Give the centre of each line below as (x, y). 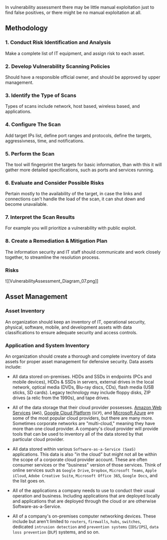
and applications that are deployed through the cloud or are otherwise (84, 501)
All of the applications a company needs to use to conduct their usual (83, 491)
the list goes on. (29, 481)
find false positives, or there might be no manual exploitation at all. (74, 12)
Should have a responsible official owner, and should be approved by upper (83, 77)
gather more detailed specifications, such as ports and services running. (80, 170)
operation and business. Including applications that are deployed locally (86, 496)
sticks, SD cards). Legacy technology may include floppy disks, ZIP (82, 393)
